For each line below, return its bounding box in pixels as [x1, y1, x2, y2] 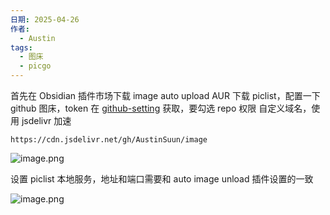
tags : [10, 42, 33, 53]
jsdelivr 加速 [21, 115, 72, 126]
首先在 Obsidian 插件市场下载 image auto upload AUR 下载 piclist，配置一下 [10, 90, 321, 101]
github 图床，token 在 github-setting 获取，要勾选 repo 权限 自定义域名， [10, 102, 312, 114]
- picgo [19, 61, 52, 71]
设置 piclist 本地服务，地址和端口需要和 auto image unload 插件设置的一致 [10, 173, 314, 185]
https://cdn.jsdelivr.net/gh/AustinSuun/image [10, 135, 208, 145]
